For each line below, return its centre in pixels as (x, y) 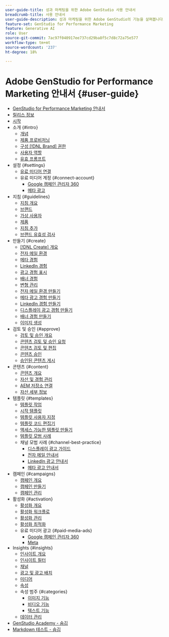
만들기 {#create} (29, 241)
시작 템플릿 (31, 411)
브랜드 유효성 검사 (37, 234)
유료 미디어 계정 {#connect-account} (57, 178)
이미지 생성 (31, 323)
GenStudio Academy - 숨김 (40, 623)
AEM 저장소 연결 (36, 386)
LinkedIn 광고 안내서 (48, 461)
